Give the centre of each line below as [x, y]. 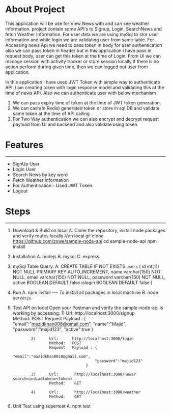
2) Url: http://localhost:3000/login [82, 339]
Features [24, 145]
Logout [20, 191]
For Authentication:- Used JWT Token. [53, 185]
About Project [35, 9]
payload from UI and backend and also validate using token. [76, 124]
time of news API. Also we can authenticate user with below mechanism [81, 93]
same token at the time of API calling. [52, 114]
